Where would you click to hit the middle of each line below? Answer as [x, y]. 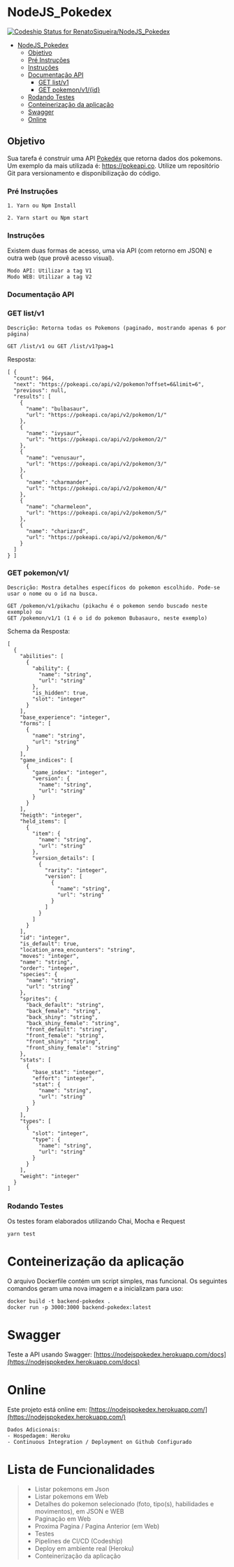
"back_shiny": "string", [62, 1017]
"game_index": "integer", [70, 772]
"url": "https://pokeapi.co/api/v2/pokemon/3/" [96, 464]
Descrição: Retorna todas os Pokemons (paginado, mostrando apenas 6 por [117, 328]
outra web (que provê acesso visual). [60, 258]
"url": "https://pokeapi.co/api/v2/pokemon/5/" [96, 513]
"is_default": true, [50, 944]
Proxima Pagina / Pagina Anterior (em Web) [97, 1526]
